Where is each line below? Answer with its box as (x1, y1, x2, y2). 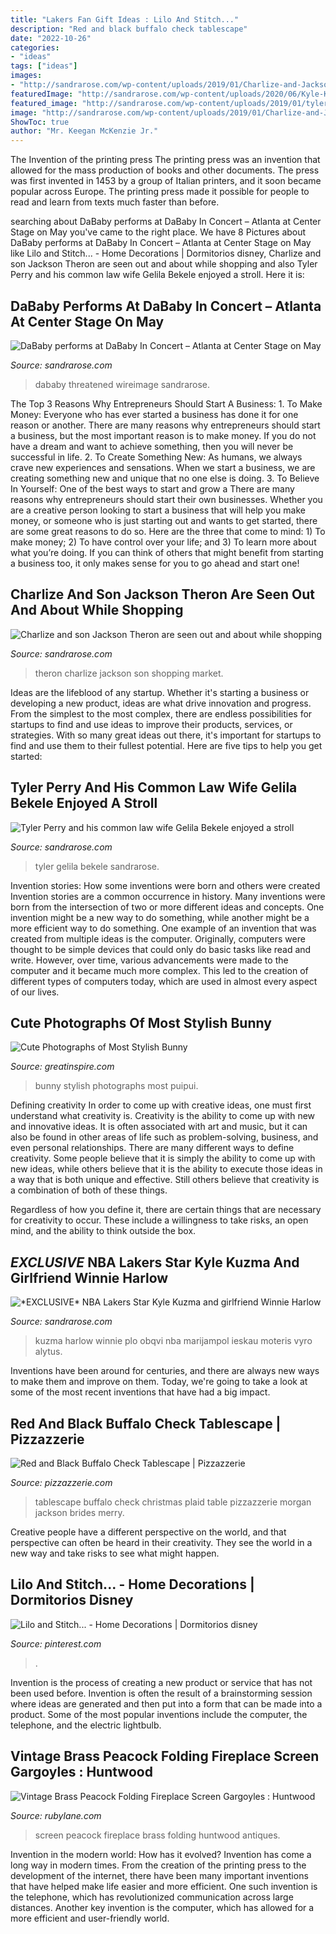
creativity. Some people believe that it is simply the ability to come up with (10, 1152, 316, 1165)
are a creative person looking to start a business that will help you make (10, 504, 306, 516)
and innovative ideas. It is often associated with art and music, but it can (10, 1121, 308, 1133)
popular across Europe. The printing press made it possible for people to (10, 186, 310, 198)
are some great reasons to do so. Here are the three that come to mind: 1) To (10, 525, 326, 537)
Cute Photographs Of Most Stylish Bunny (10, 1014, 272, 1031)
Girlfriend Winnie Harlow (10, 1269, 169, 1286)
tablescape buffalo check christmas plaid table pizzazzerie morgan (34, 1496, 312, 1508)
